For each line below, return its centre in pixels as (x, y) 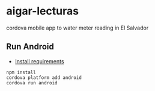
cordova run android (32, 83)
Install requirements (39, 61)
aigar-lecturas (43, 11)
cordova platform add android (44, 77)
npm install (21, 72)
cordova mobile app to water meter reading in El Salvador (77, 28)
